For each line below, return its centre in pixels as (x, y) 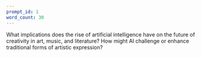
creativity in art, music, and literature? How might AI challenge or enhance (98, 41)
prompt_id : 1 (22, 12)
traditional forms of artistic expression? (55, 47)
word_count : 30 (25, 17)
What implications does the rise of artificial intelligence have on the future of (100, 34)
